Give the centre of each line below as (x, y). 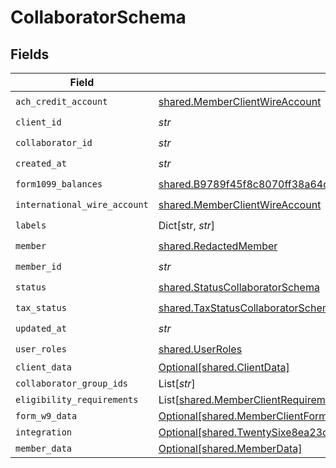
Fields (30, 54)
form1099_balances (59, 184)
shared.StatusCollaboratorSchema (239, 287)
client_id (38, 122)
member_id (38, 266)
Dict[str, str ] (187, 225)
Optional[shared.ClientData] (224, 367)
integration (44, 432)
